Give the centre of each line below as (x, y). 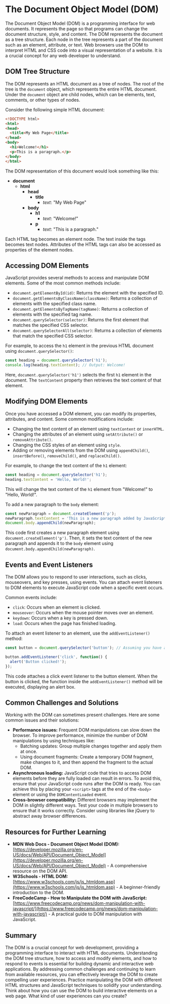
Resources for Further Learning (56, 832)
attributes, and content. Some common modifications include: (70, 419)
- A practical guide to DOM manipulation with (95, 914)
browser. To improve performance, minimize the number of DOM (80, 735)
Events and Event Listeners (49, 564)
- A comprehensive (127, 866)
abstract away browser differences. (50, 816)
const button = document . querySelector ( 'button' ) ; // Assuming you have (83, 648)
